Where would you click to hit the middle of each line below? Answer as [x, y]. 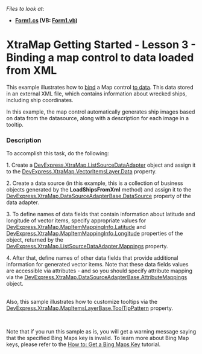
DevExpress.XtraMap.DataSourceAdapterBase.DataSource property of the [99, 196]
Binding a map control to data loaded [100, 58]
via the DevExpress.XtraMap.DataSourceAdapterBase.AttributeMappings [97, 277]
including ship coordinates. [40, 100]
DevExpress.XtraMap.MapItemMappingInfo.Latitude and [76, 227]
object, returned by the [35, 240]
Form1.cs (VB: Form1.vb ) [46, 20]
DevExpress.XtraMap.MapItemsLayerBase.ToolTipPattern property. [90, 308]
